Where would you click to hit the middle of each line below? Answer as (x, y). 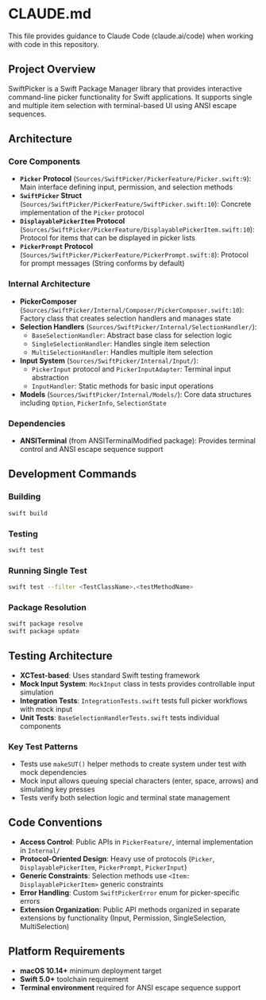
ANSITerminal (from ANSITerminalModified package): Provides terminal (137, 441)
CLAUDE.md (50, 14)
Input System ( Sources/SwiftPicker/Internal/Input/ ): (109, 360)
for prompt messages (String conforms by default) (102, 263)
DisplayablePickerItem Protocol (72, 221)
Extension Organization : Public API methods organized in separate (130, 909)
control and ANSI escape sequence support (91, 449)
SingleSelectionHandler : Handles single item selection (121, 344)
